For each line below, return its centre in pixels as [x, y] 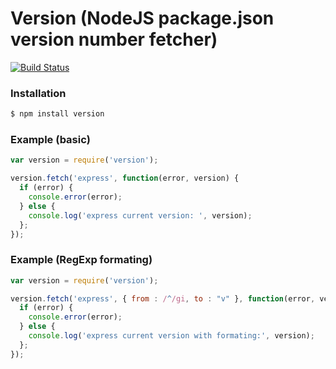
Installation [38, 93]
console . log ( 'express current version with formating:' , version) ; [171, 336]
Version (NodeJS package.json [142, 18]
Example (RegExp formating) [81, 260]
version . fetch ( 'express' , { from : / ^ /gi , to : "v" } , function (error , [163, 298]
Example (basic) [50, 140]
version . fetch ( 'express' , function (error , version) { [125, 178]
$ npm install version [57, 114]
